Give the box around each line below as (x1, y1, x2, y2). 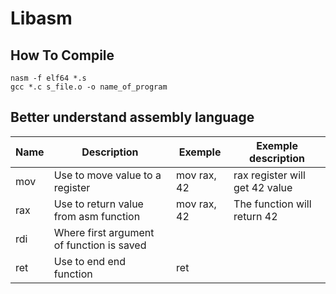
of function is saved (53, 238, 147, 252)
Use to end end (53, 254, 127, 268)
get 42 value (233, 180, 293, 194)
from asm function (53, 209, 141, 223)
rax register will (233, 168, 306, 182)
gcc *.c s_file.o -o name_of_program (10, 82, 168, 92)
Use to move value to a (53, 168, 162, 182)
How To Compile (10, 47, 115, 64)
